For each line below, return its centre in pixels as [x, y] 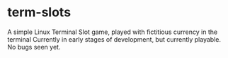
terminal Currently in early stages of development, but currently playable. [114, 39]
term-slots [39, 12]
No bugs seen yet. [34, 47]
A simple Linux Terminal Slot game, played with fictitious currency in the [113, 32]
